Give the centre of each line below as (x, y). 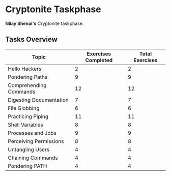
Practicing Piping (28, 116)
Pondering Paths (28, 77)
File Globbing (24, 108)
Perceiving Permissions (36, 141)
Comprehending (27, 85)
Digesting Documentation (38, 100)
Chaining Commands (33, 158)
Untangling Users (29, 150)
